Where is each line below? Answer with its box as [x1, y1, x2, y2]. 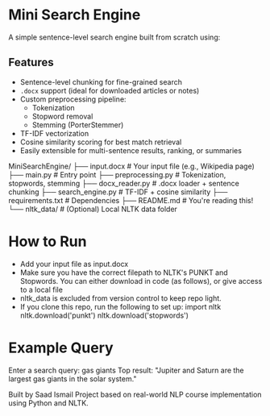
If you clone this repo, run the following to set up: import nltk [19, 302, 222, 311]
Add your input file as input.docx [19, 259, 129, 268]
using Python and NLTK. [8, 397, 89, 408]
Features [8, 56, 54, 69]
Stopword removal [31, 111, 93, 121]
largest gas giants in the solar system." [8, 373, 137, 384]
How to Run [8, 232, 87, 251]
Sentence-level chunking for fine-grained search [19, 77, 183, 86]
